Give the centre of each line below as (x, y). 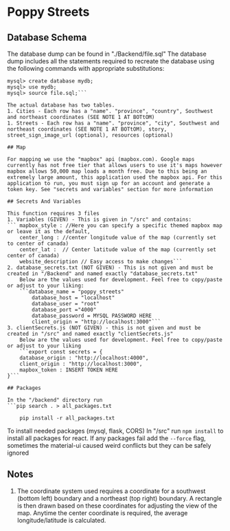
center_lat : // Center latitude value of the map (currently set (118, 250)
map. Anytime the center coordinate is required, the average (102, 512)
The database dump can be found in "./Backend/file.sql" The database (107, 54)
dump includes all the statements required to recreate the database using (111, 61)
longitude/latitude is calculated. (61, 520)
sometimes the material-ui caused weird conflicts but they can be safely (109, 445)
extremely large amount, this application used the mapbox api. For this (115, 177)
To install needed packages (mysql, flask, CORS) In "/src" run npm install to (115, 431)
